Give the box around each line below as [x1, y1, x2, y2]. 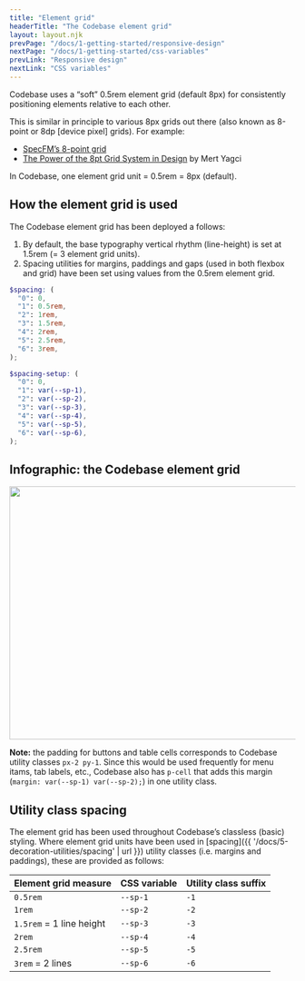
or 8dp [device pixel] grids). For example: [30, 125, 185, 136]
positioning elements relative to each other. [9, 98, 171, 109]
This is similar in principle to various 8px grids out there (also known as [9, 115, 275, 127]
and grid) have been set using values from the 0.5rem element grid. [22, 267, 275, 278]
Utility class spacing [9, 802, 127, 817]
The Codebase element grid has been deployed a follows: [9, 221, 226, 232]
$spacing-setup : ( [9, 369, 79, 378]
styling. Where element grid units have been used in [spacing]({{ [9, 837, 251, 847]
